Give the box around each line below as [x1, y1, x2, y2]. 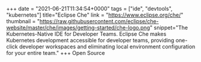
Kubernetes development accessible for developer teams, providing [6, 37, 175, 44]
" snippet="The [149, 24, 188, 31]
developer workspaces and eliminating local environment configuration [19, 43, 196, 50]
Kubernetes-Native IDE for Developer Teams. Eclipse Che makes [6, 30, 167, 38]
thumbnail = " [6, 18, 40, 24]
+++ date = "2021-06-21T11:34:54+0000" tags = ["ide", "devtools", [6, 5, 173, 12]
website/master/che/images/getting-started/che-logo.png [6, 24, 150, 31]
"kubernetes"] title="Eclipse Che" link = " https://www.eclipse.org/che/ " [6, 11, 184, 18]
